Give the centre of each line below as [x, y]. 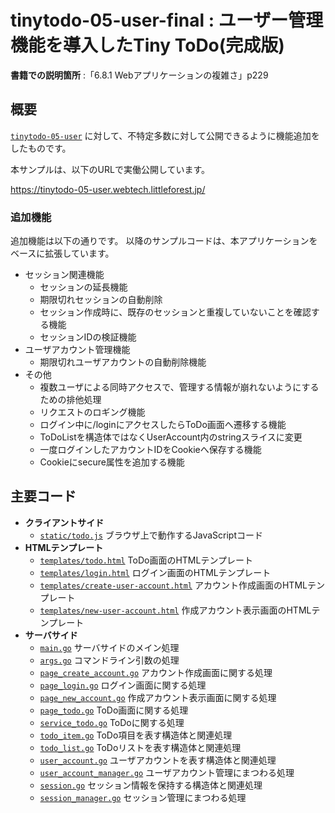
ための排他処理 [70, 400]
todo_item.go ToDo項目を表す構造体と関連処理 [136, 735]
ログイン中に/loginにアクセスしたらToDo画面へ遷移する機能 [163, 425]
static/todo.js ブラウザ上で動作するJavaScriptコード [151, 535]
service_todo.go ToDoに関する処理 [112, 722]
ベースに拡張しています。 [62, 253]
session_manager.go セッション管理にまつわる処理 [143, 797]
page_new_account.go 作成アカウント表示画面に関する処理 [158, 697]
